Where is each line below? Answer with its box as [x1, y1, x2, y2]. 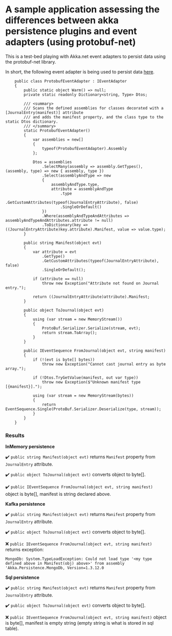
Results [5, 432, 25, 439]
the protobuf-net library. [5, 59, 56, 65]
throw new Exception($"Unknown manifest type [41, 379, 141, 384]
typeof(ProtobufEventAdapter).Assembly [41, 146, 127, 151]
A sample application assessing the [5, 4, 160, 15]
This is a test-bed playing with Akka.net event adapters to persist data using [5, 53, 166, 60]
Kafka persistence [5, 501, 46, 507]
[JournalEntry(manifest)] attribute [5, 110, 83, 115]
